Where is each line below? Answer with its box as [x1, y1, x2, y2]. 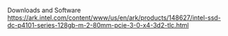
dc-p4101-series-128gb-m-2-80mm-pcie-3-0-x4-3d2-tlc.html [7, 21, 189, 29]
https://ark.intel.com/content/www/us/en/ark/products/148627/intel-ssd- [7, 13, 222, 22]
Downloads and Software [7, 6, 81, 14]
